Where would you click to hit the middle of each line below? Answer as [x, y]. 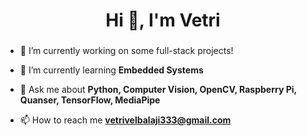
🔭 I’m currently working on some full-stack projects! [126, 51]
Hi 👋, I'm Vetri [163, 20]
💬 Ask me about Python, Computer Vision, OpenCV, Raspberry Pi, [158, 90]
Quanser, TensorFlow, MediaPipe [90, 100]
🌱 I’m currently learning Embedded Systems [111, 70]
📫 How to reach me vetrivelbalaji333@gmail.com [125, 120]
